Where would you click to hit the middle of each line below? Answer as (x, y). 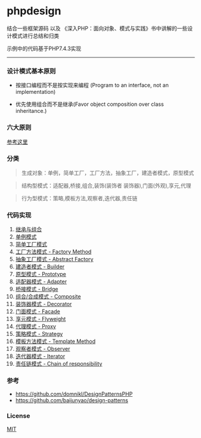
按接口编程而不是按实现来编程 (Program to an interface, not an (92, 85)
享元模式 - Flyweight (41, 319)
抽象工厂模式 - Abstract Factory (54, 259)
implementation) (35, 92)
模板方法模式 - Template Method (55, 341)
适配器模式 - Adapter (41, 281)
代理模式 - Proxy (35, 326)
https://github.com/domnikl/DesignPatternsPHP (74, 394)
